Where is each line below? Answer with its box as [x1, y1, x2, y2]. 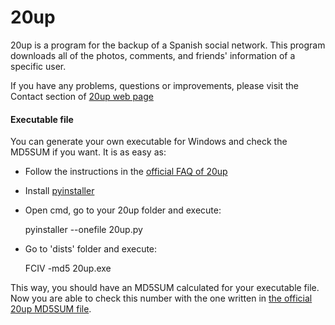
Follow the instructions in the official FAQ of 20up [24, 166, 228, 178]
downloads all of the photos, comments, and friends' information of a [10, 49, 296, 61]
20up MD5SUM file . [10, 303, 92, 315]
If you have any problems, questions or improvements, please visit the [10, 79, 300, 91]
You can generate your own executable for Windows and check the [10, 136, 288, 148]
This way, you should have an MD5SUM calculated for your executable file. [10, 282, 320, 294]
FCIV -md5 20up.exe [24, 262, 112, 275]
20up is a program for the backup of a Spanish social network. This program [10, 39, 326, 51]
